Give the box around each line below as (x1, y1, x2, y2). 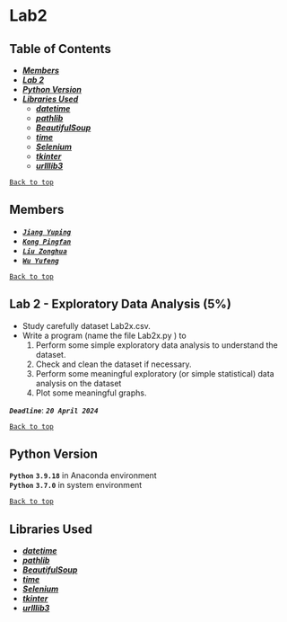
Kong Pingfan (22, 237, 72, 246)
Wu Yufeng (22, 256, 60, 265)
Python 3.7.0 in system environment (9, 480, 143, 491)
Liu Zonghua (22, 246, 67, 256)
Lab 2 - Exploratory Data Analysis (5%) (9, 297, 231, 312)
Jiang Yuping (22, 227, 72, 236)
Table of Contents (9, 41, 112, 57)
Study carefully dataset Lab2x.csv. (22, 320, 151, 331)
